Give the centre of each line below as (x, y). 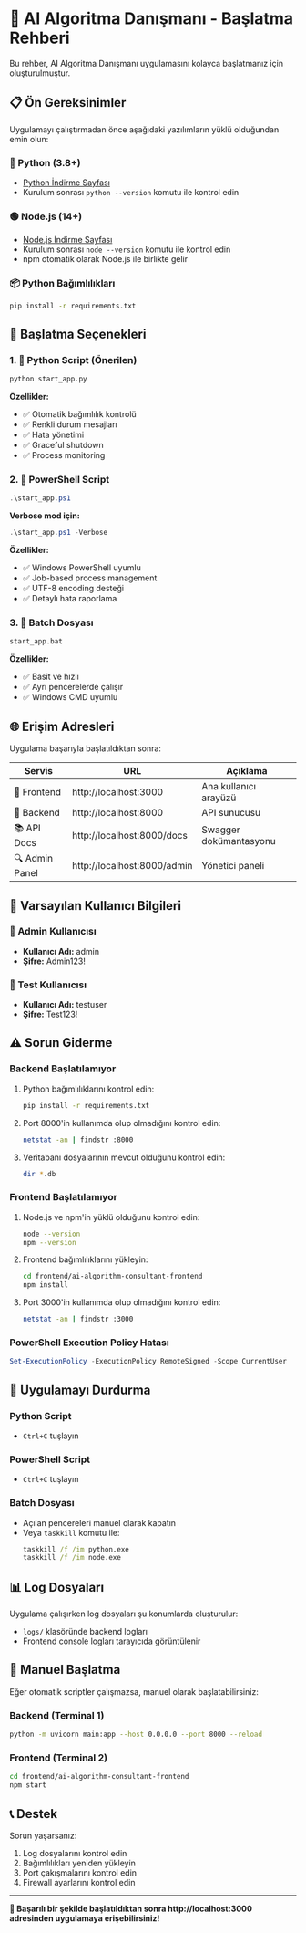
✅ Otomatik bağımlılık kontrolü (79, 414)
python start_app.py (49, 379)
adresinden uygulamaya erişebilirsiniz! (85, 1918)
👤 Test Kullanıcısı (48, 985)
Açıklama (247, 771)
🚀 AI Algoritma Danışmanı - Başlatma (152, 19)
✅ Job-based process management (90, 578)
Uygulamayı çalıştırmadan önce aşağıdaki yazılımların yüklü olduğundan (144, 129)
